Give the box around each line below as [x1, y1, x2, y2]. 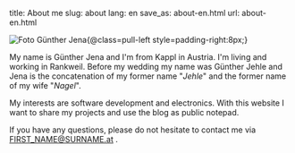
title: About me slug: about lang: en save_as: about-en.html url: [9, 8, 240, 18]
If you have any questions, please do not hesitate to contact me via [9, 124, 257, 135]
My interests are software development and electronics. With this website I [9, 98, 284, 108]
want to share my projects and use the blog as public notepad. [9, 107, 240, 117]
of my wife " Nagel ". [9, 81, 82, 90]
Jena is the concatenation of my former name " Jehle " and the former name [9, 71, 287, 81]
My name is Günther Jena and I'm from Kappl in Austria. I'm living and [9, 52, 267, 62]
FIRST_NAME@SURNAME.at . [9, 134, 118, 144]
